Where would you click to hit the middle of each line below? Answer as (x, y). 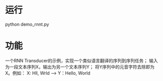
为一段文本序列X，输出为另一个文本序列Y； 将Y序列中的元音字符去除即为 (80, 67)
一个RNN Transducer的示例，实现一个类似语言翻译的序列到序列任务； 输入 (81, 61)
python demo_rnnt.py (27, 24)
